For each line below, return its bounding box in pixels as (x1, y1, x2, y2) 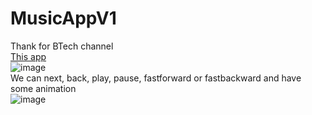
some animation (10, 82, 77, 94)
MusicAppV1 (10, 7, 117, 30)
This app (10, 50, 47, 62)
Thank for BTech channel (10, 40, 114, 52)
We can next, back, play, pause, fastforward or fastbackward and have (10, 72, 302, 84)
